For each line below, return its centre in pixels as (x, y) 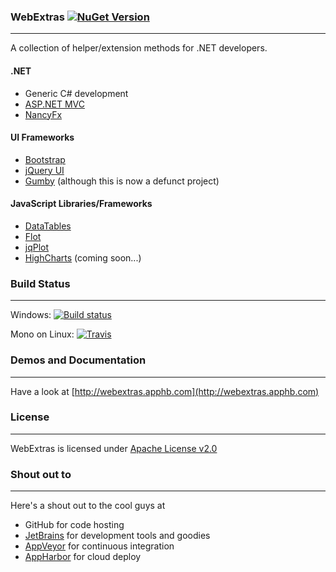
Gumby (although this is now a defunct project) (122, 181)
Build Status (40, 283)
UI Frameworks (42, 137)
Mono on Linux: (42, 334)
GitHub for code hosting (74, 525)
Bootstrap (45, 159)
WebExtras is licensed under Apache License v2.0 (114, 448)
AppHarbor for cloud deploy (83, 557)
